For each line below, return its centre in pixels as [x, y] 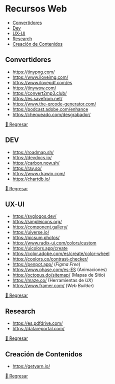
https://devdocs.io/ [32, 157]
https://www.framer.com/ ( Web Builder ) [53, 286]
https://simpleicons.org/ [37, 222]
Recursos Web [36, 9]
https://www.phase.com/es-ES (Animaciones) [60, 270]
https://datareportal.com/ [38, 329]
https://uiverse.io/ [31, 232]
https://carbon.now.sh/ [36, 163]
